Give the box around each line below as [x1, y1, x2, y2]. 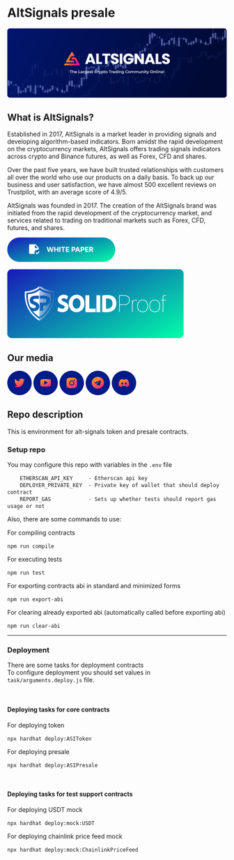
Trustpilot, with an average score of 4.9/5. [7, 188, 127, 197]
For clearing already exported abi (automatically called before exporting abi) [7, 608, 226, 617]
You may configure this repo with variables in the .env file [7, 461, 173, 469]
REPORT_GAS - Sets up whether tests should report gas [19, 496, 217, 503]
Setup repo [7, 445, 46, 454]
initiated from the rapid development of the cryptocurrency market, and [7, 209, 212, 217]
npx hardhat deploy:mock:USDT [7, 820, 95, 827]
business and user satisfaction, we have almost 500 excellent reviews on [7, 181, 217, 189]
